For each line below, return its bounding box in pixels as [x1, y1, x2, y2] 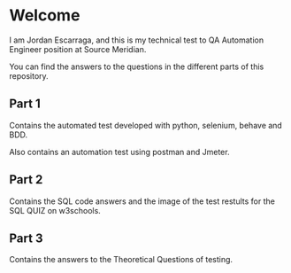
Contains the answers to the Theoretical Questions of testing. [9, 254, 233, 265]
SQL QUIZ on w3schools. [9, 205, 102, 215]
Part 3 [9, 230, 43, 246]
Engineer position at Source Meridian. [9, 43, 147, 54]
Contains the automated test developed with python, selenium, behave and [9, 120, 283, 130]
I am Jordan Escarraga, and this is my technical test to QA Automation [9, 35, 264, 45]
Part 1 [9, 97, 42, 112]
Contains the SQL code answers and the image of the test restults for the [9, 196, 276, 207]
